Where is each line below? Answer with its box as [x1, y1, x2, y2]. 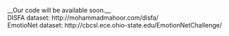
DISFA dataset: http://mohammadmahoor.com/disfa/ [7, 13, 159, 22]
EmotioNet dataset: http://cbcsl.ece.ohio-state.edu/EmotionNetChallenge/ [7, 21, 222, 29]
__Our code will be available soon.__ [7, 6, 111, 14]
